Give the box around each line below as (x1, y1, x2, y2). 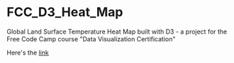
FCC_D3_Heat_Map (6, 4, 123, 20)
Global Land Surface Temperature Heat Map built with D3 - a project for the (6, 27, 228, 36)
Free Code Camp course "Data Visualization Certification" (6, 34, 176, 43)
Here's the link (6, 48, 49, 57)
